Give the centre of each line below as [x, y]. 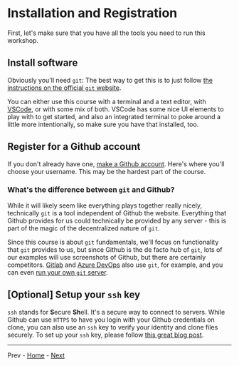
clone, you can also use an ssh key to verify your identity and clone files [113, 327]
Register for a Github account [74, 147]
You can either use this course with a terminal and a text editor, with [107, 101]
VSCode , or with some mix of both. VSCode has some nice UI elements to [116, 109]
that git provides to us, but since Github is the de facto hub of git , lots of [115, 249]
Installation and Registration [92, 13]
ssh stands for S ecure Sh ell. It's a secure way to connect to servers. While [116, 312]
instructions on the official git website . [64, 88]
